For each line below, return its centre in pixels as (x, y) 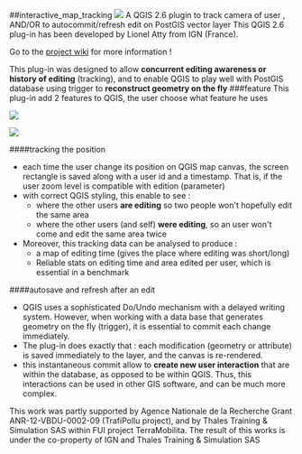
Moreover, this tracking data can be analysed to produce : (130, 243)
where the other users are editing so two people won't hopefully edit (164, 205)
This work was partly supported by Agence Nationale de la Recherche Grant (151, 411)
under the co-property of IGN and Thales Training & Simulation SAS (135, 440)
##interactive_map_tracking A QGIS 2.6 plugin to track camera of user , (147, 15)
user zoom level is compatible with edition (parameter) (124, 186)
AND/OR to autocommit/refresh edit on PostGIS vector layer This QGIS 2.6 (147, 24)
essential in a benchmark (82, 272)
